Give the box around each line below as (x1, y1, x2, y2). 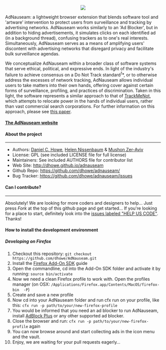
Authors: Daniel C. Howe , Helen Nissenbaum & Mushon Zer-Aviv (12, 147, 144, 153)
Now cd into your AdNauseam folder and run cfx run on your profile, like (12, 297, 160, 303)
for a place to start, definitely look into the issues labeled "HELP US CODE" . (5, 210, 159, 217)
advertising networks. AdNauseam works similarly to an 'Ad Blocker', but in (5, 25, 158, 30)
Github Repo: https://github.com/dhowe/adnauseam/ (12, 168, 120, 174)
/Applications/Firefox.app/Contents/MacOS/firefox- (51, 282, 160, 287)
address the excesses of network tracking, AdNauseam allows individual (5, 77, 153, 83)
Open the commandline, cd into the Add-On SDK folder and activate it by (12, 265, 161, 271)
